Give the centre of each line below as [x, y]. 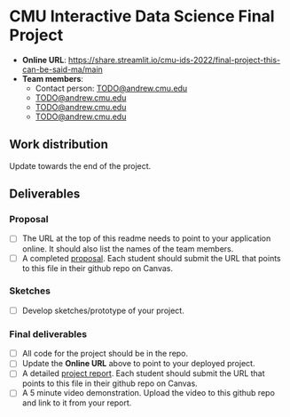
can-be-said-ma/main [63, 69]
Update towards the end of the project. [80, 165]
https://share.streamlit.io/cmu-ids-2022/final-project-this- [174, 60]
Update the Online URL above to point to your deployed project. [138, 364]
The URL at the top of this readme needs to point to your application [146, 238]
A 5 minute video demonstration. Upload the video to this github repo [148, 393]
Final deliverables [48, 333]
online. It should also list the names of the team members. [128, 249]
